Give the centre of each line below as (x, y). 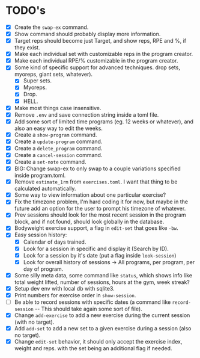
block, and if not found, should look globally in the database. (89, 222)
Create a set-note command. (50, 162)
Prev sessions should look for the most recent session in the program (100, 215)
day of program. (43, 269)
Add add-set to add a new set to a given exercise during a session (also (103, 329)
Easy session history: (41, 235)
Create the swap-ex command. (51, 27)
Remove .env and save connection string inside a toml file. (86, 114)
